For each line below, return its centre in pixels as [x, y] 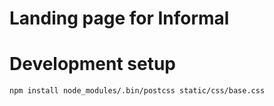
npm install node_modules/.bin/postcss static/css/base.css [137, 91]
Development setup [93, 64]
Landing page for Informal [119, 18]
